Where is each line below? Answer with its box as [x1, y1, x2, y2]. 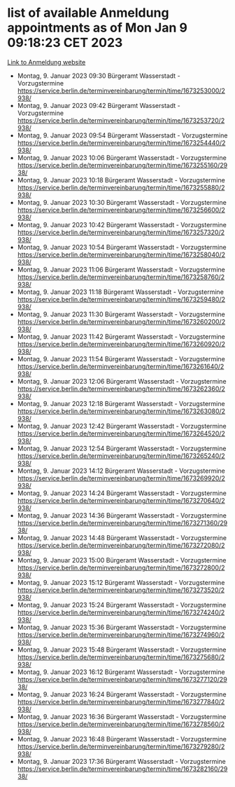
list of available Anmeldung [7, 5, 169, 21]
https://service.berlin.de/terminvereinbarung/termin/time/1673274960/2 [17, 630, 225, 639]
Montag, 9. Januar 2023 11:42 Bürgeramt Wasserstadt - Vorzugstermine [17, 332, 226, 341]
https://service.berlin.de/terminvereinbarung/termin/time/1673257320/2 [17, 228, 225, 236]
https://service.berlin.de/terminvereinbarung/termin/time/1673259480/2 [17, 295, 226, 303]
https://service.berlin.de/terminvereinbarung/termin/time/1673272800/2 [17, 563, 225, 572]
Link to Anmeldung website [7, 58, 86, 66]
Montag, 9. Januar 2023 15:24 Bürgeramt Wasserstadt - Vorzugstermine [17, 600, 227, 609]
